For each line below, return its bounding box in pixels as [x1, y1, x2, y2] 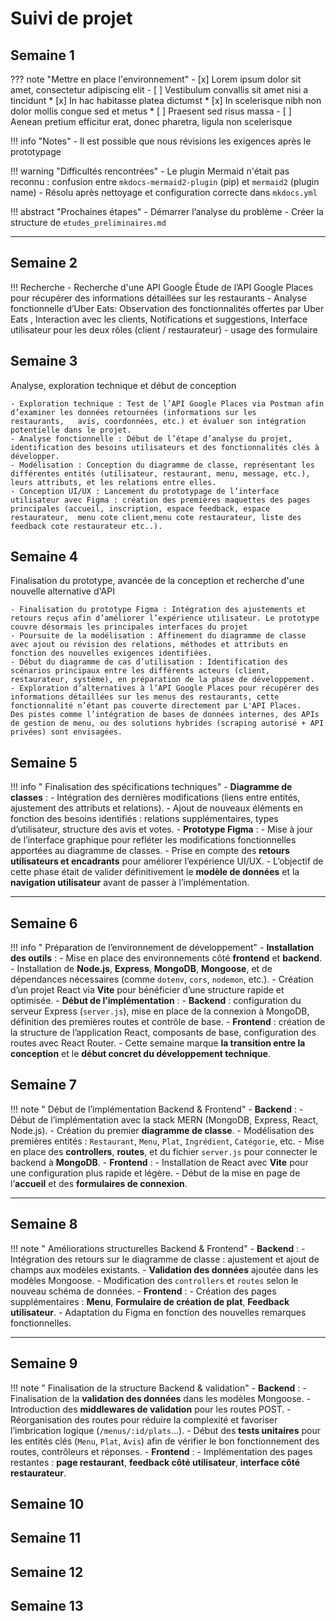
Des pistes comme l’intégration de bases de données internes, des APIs [10, 710, 320, 720]
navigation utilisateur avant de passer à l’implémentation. [10, 877, 250, 889]
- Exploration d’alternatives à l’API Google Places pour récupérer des [10, 683, 320, 694]
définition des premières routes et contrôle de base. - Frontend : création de [10, 1016, 326, 1028]
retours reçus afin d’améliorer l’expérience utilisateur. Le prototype [10, 613, 320, 624]
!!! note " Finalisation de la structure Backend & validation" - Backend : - [10, 1382, 307, 1394]
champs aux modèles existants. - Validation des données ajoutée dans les [10, 1263, 319, 1276]
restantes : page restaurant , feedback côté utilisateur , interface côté [10, 1456, 301, 1468]
